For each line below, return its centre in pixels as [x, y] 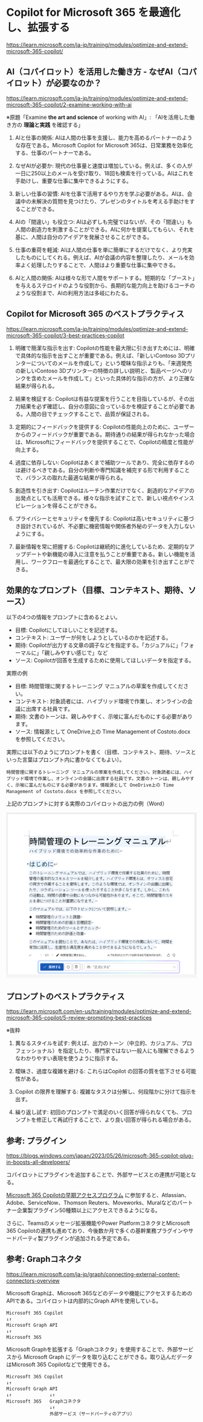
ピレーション [31, 505]
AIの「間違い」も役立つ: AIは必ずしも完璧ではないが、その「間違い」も [104, 221]
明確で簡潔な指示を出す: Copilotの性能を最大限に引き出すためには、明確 [105, 348]
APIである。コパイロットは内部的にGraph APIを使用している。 [84, 1301]
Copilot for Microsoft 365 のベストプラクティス [95, 314]
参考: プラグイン [36, 1141]
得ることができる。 [76, 505]
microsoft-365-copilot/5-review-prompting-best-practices [79, 1018]
